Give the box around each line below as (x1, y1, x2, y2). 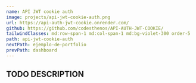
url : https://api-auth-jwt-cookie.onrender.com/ (6, 20, 129, 25)
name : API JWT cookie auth (6, 8, 73, 15)
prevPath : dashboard (6, 47, 58, 53)
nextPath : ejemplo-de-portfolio (6, 42, 86, 48)
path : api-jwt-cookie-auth (6, 36, 73, 42)
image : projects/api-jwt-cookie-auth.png (6, 14, 111, 20)
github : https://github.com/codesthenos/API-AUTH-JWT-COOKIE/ (6, 25, 164, 31)
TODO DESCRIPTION (6, 69, 85, 79)
